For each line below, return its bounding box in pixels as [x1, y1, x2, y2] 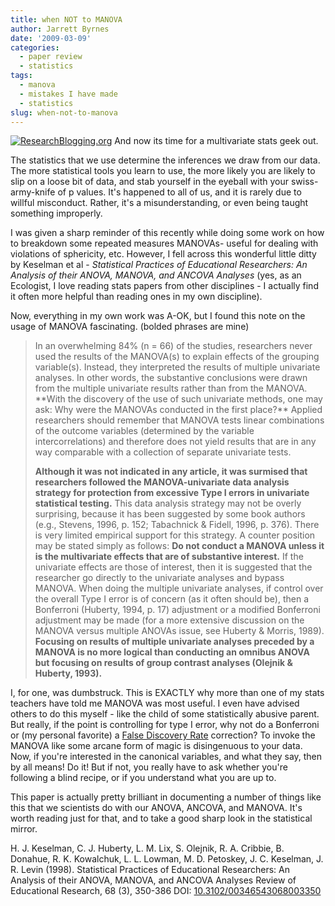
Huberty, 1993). [34, 667, 103, 680]
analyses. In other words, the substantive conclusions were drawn [34, 372, 308, 384]
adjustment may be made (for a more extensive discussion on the [34, 614, 305, 626]
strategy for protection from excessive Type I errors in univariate [34, 487, 310, 499]
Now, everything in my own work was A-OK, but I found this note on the [10, 310, 306, 322]
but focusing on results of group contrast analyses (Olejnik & [34, 657, 293, 669]
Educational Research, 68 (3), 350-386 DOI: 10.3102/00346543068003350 [10, 885, 322, 897]
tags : [10, 71, 33, 81]
